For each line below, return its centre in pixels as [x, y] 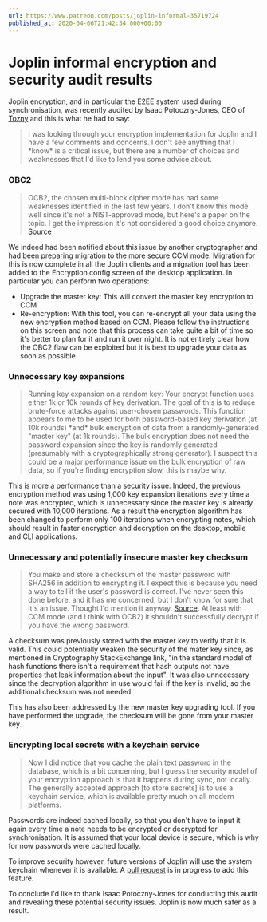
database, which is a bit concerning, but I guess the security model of [142, 770]
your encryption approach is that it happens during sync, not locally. [140, 779]
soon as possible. [49, 355]
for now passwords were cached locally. [75, 845]
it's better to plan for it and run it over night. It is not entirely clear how [134, 338]
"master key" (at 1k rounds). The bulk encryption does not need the [138, 437]
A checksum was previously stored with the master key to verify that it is [128, 641]
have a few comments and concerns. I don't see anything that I [131, 142]
